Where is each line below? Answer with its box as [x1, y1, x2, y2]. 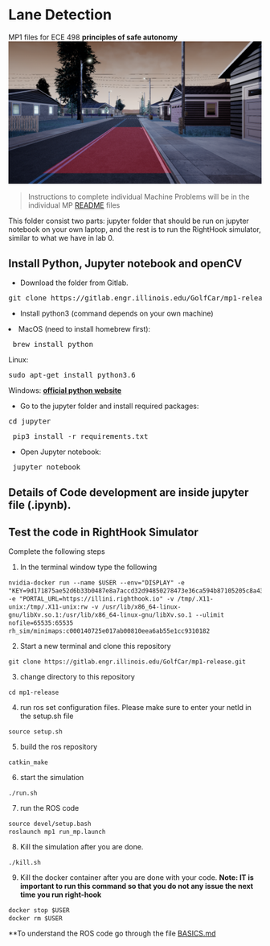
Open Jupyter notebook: [19, 447, 102, 456]
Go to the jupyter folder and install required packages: [19, 401, 199, 411]
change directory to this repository [19, 672, 135, 682]
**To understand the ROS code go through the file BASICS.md [8, 928, 216, 939]
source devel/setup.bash [8, 820, 92, 828]
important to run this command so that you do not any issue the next [19, 882, 254, 891]
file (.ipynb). [8, 498, 72, 512]
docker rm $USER [8, 915, 63, 923]
